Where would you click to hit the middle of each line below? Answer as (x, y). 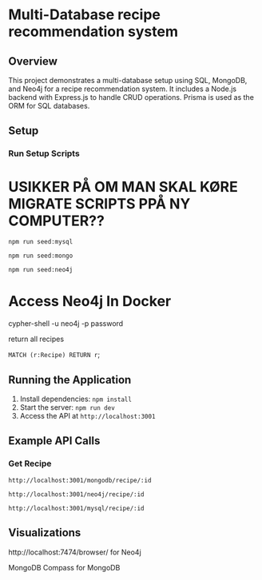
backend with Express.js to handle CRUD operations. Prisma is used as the (131, 97)
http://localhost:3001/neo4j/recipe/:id (77, 494)
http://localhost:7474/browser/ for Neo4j (75, 552)
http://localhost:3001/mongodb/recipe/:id (80, 480)
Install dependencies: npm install (75, 399)
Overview (33, 61)
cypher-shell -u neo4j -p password (66, 324)
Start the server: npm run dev (67, 407)
